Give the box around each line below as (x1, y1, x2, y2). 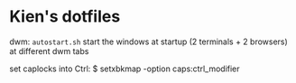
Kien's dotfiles (9, 6, 121, 27)
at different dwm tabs (9, 45, 89, 56)
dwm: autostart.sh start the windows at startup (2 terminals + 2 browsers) (9, 36, 289, 47)
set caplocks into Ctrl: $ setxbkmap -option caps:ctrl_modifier (9, 63, 241, 74)
